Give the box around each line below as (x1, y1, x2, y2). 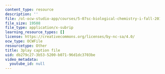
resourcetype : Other (5, 43, 48, 48)
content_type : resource (5, 7, 54, 12)
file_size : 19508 (5, 20, 41, 26)
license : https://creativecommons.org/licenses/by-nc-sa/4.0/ (5, 35, 135, 39)
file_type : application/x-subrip (5, 25, 74, 30)
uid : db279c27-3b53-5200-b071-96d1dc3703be (5, 52, 96, 57)
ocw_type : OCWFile (5, 39, 43, 44)
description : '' (5, 12, 38, 17)
